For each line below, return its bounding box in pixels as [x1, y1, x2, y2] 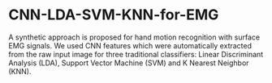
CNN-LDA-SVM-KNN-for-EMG [8, 6, 219, 24]
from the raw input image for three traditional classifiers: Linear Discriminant [8, 49, 264, 59]
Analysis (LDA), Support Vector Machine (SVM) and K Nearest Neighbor [8, 58, 249, 68]
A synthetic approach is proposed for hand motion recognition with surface [8, 32, 261, 42]
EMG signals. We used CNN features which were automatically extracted [8, 40, 253, 50]
